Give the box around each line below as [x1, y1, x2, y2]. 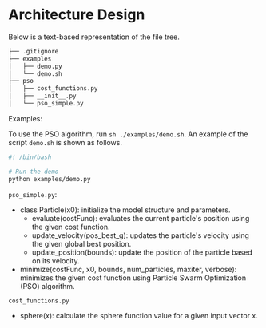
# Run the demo [8, 168, 59, 176]
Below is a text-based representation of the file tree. [8, 32, 180, 41]
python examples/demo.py [8, 175, 91, 183]
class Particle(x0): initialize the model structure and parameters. [19, 205, 231, 215]
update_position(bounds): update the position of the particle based [31, 247, 253, 257]
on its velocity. [31, 255, 80, 265]
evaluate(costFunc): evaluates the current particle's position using [31, 213, 250, 223]
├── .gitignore [8, 47, 59, 55]
